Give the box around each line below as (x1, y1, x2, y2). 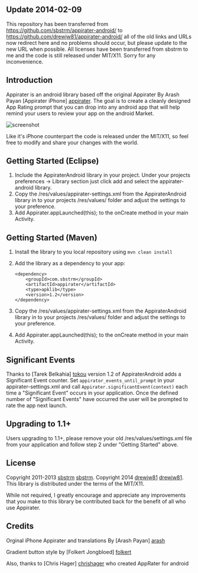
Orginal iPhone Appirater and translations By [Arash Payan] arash (6, 537, 165, 544)
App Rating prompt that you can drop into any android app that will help (6, 103, 180, 110)
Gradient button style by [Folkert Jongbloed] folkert (6, 548, 132, 555)
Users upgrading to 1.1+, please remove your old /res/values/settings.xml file (6, 434, 193, 442)
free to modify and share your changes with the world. (6, 139, 139, 146)
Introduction (6, 75, 53, 85)
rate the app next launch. (6, 402, 67, 409)
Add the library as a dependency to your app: (14, 260, 125, 267)
